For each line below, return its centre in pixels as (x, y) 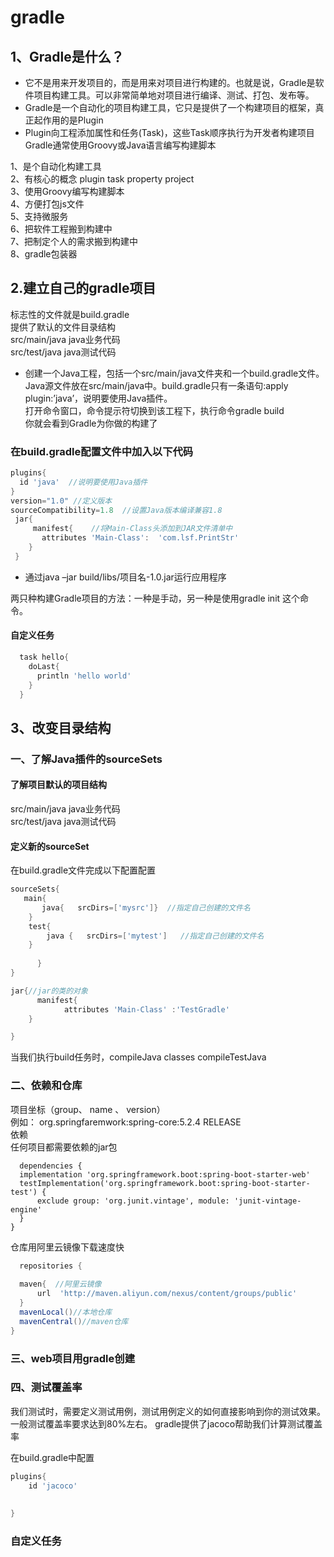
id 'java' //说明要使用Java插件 (83, 482)
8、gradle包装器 (44, 254)
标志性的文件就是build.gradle (70, 314)
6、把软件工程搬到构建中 (61, 229)
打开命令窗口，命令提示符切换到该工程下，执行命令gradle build (154, 410)
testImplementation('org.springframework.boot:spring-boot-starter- (165, 1183)
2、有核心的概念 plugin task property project (102, 179)
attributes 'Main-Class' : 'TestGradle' (146, 1009)
